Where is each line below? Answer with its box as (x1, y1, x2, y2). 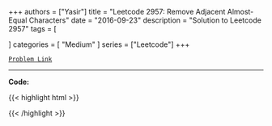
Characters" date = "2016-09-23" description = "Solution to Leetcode (28, 15, 261, 25)
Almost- (227, 7, 254, 16)
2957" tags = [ (8, 24, 57, 33)
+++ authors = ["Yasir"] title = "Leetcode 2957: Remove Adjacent (8, 7, 226, 16)
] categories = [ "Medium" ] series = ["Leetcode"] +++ (8, 40, 190, 49)
